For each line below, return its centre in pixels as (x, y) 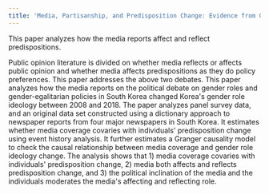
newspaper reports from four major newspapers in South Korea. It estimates (134, 121)
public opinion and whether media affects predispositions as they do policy (132, 71)
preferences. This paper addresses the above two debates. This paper (125, 79)
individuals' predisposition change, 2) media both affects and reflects (123, 164)
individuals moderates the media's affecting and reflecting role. (113, 181)
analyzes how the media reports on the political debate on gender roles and (133, 88)
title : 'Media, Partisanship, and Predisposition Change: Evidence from (132, 16)
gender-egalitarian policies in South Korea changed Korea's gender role (127, 96)
